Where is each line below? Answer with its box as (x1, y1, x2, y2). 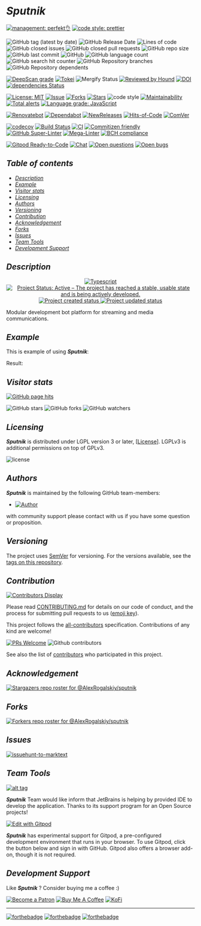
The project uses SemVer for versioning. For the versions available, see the (6, 552, 191, 559)
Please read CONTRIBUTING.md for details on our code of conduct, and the (6, 603, 193, 611)
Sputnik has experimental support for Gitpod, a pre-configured (6, 832, 162, 839)
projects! (6, 808, 28, 816)
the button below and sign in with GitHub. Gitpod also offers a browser (6, 844, 180, 852)
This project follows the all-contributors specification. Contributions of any (6, 621, 190, 629)
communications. (6, 315, 49, 322)
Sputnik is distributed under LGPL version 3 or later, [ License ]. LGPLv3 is (6, 438, 187, 445)
